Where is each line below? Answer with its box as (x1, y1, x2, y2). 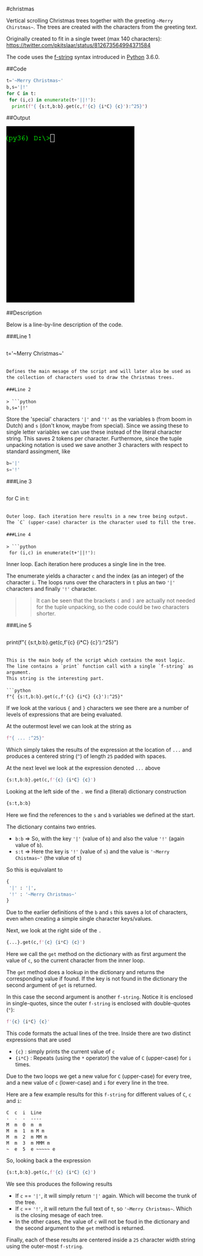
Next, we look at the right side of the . (6, 927, 102, 934)
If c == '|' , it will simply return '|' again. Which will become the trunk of (15, 1192, 197, 1199)
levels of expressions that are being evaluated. (6, 711, 123, 718)
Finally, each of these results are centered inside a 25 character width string (6, 1236, 196, 1243)
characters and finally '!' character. (6, 585, 97, 593)
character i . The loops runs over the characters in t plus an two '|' (6, 579, 176, 586)
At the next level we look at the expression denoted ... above (6, 765, 161, 771)
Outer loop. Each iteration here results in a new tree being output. (6, 513, 188, 520)
